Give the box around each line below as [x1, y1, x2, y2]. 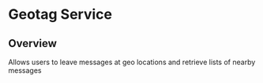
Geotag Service [8, 5, 113, 23]
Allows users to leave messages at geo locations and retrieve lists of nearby [8, 57, 256, 67]
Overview [8, 37, 58, 50]
